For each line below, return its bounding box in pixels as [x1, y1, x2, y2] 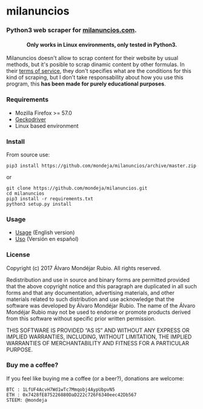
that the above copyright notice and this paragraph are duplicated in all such [6, 282, 197, 289]
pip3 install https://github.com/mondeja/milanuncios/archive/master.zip [6, 163, 197, 169]
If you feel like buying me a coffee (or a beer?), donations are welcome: [6, 374, 185, 382]
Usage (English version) [15, 229, 75, 236]
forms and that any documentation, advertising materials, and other [6, 289, 175, 296]
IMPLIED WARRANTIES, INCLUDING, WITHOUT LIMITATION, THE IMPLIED [6, 333, 192, 340]
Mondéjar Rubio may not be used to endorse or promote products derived [6, 308, 191, 316]
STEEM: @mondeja [6, 397, 47, 403]
